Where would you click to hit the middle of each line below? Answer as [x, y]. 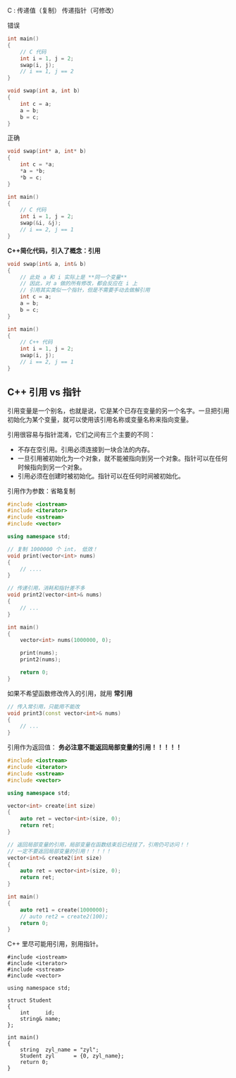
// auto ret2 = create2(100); [64, 916]
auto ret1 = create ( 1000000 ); [64, 910]
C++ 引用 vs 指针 [44, 393]
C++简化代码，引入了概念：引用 [54, 250]
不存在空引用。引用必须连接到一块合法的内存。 [85, 449]
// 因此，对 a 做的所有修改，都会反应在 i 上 [79, 284]
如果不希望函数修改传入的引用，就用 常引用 [70, 693]
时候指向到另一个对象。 [51, 467]
